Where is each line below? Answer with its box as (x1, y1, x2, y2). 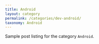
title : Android (5, 7, 36, 12)
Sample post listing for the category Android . (5, 33, 95, 39)
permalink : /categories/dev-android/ (5, 16, 82, 21)
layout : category (5, 11, 40, 16)
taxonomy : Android (5, 20, 42, 25)
